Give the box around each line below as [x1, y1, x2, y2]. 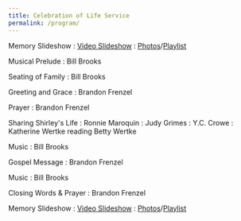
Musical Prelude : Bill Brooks [8, 56, 102, 66]
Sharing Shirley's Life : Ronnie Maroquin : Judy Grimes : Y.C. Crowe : [8, 118, 234, 127]
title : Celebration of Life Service [8, 11, 130, 20]
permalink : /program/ [8, 19, 80, 27]
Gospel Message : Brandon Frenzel [8, 157, 123, 167]
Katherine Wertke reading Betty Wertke [8, 126, 137, 136]
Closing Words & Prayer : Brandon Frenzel [8, 188, 146, 197]
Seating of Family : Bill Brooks [8, 72, 106, 81]
